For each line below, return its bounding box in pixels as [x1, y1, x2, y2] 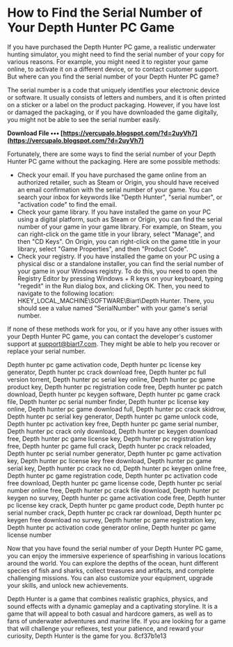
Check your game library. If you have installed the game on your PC [17, 208, 211, 216]
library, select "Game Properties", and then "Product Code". [17, 244, 188, 253]
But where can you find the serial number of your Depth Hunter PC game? [7, 72, 219, 81]
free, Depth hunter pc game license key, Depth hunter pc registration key [7, 434, 217, 443]
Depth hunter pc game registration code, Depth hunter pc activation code [7, 471, 218, 480]
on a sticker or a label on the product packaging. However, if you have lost [7, 100, 220, 109]
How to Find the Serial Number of [7, 5, 203, 21]
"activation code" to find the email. [17, 200, 117, 208]
